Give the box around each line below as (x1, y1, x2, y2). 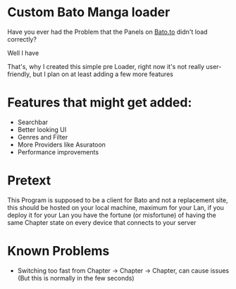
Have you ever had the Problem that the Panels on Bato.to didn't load (7, 27, 208, 36)
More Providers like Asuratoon (17, 140, 106, 149)
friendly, (7, 70, 32, 78)
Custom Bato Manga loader (7, 4, 170, 20)
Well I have (7, 49, 39, 57)
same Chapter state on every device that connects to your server (7, 218, 197, 226)
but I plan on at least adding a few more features (32, 70, 174, 78)
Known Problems (7, 243, 110, 259)
